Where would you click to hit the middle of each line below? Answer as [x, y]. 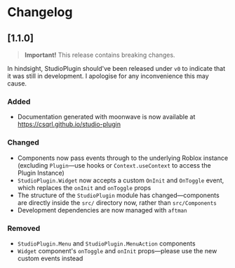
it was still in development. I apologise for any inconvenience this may [108, 76]
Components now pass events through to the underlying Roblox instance [123, 158]
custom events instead [50, 258]
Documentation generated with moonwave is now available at [106, 117]
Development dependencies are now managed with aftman [102, 210]
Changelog [40, 12]
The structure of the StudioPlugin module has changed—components [118, 195]
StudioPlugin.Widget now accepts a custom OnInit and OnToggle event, [121, 180]
